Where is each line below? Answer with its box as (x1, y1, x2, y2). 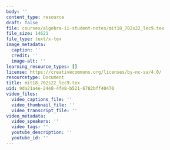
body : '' (6, 8, 28, 15)
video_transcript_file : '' (11, 107, 78, 113)
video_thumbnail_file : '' (11, 102, 75, 108)
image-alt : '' (11, 58, 46, 64)
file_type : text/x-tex (6, 36, 62, 42)
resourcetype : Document (6, 74, 65, 80)
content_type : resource (6, 14, 65, 20)
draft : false (6, 19, 38, 25)
